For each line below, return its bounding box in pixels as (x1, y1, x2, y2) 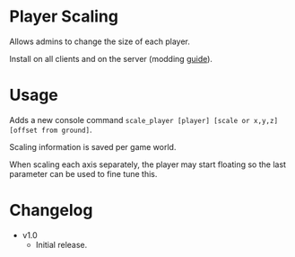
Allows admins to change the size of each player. (9, 36, 190, 47)
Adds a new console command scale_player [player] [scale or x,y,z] (9, 114, 279, 125)
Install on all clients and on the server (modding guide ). (9, 53, 213, 64)
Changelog (9, 200, 93, 221)
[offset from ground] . (9, 124, 92, 135)
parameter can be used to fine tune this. (9, 168, 158, 179)
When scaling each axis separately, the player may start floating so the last (9, 159, 287, 170)
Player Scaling (9, 6, 119, 27)
